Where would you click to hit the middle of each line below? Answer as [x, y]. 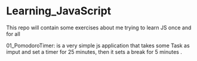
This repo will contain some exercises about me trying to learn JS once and [99, 28]
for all [13, 33]
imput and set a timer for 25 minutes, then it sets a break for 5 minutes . [94, 51]
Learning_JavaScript [59, 11]
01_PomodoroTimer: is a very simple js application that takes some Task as [98, 45]
